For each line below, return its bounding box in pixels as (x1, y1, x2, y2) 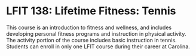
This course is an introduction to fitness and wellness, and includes (6, 24, 172, 31)
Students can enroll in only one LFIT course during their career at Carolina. (6, 43, 190, 50)
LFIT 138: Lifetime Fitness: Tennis (6, 4, 176, 18)
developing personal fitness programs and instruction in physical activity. (6, 30, 186, 37)
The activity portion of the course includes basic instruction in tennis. (6, 36, 177, 43)
